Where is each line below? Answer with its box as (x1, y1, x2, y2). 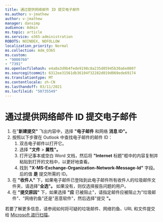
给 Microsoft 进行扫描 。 (5, 212, 53, 218)
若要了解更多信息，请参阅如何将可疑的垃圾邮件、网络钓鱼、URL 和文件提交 (5, 206, 156, 212)
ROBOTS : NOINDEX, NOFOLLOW (5, 39, 60, 44)
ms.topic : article (5, 30, 42, 35)
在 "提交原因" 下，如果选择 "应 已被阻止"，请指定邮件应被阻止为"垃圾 (12, 189, 152, 195)
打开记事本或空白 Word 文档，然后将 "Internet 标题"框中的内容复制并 (19, 153, 158, 159)
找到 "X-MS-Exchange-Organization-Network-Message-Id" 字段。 (19, 165, 158, 171)
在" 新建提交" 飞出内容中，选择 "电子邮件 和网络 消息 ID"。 (12, 128, 130, 134)
